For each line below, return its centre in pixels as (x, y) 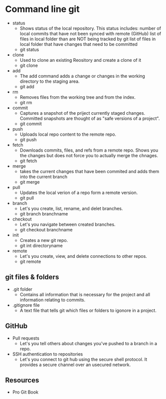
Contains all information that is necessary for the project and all (85, 294)
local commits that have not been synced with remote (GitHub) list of (90, 33)
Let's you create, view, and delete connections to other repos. (83, 256)
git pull (27, 198)
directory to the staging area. (50, 81)
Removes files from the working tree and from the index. (78, 97)
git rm (26, 102)
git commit (31, 124)
